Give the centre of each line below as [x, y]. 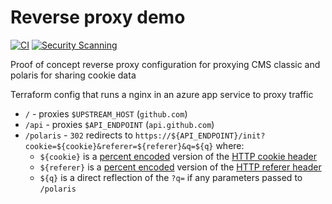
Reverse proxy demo [98, 17]
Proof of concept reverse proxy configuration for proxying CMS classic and [165, 64]
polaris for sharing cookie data [73, 75]
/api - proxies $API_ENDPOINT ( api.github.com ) [119, 124]
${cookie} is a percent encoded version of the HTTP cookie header [178, 156]
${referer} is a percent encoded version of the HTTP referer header [180, 167]
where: [230, 145]
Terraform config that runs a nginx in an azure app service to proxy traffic [162, 94]
